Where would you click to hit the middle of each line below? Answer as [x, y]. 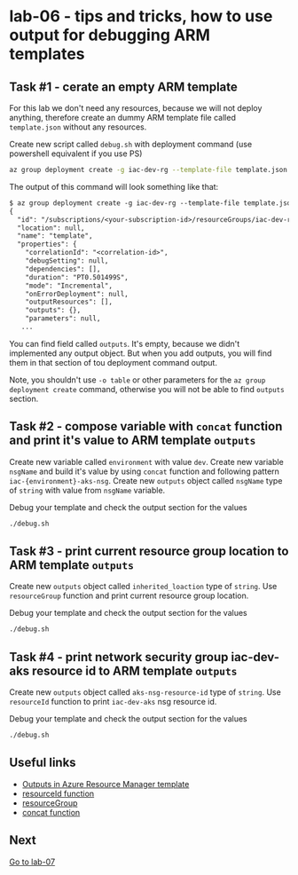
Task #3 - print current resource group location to [149, 551]
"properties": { [47, 244]
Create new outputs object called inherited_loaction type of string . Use [143, 587]
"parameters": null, [63, 319]
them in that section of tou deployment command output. [113, 362]
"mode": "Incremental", [69, 286]
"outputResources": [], [69, 302]
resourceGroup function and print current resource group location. [129, 595]
